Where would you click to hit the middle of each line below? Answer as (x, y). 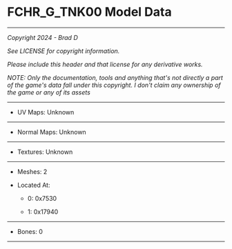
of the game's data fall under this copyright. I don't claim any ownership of (114, 85)
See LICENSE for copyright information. (64, 51)
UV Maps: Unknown (46, 112)
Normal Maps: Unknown (51, 132)
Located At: (33, 185)
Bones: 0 (30, 231)
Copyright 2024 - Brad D (42, 37)
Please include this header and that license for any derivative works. (105, 64)
